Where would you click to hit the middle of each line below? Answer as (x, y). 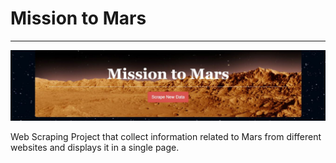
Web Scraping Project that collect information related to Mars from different (166, 137)
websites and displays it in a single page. (95, 148)
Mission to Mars (78, 18)
